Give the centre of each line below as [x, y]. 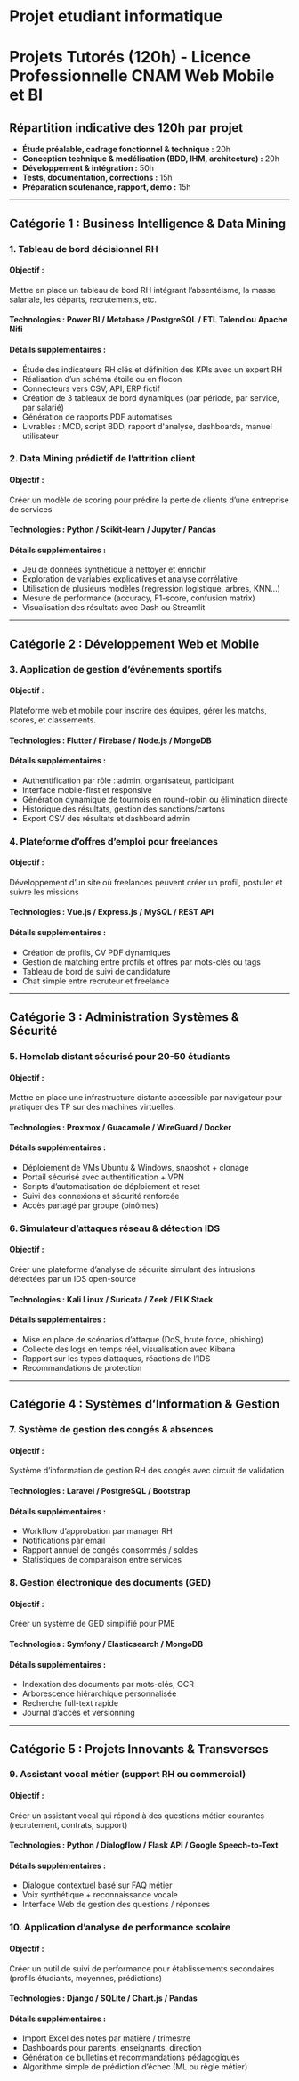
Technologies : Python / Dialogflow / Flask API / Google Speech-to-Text [144, 1845]
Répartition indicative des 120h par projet [126, 128]
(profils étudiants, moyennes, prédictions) [86, 1978]
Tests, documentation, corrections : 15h [97, 178]
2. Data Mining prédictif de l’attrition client [102, 459]
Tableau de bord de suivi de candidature [96, 971]
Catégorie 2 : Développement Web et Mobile [134, 644]
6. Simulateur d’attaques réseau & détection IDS [115, 1228]
